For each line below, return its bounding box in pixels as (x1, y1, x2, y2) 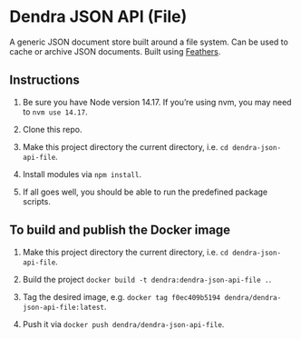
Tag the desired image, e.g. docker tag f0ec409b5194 (22, 291, 221, 302)
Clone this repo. (22, 124, 83, 135)
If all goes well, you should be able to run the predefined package (22, 186, 268, 197)
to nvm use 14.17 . (22, 106, 88, 117)
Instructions (9, 73, 80, 88)
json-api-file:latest (22, 303, 104, 312)
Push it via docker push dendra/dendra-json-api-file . (22, 318, 225, 329)
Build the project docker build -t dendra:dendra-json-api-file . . (22, 274, 272, 284)
